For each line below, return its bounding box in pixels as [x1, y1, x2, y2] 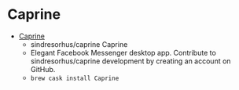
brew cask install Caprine [30, 74, 119, 82]
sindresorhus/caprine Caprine [30, 39, 128, 49]
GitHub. [30, 64, 56, 74]
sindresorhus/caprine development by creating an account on [30, 56, 231, 66]
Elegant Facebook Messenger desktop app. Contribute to [30, 48, 217, 57]
